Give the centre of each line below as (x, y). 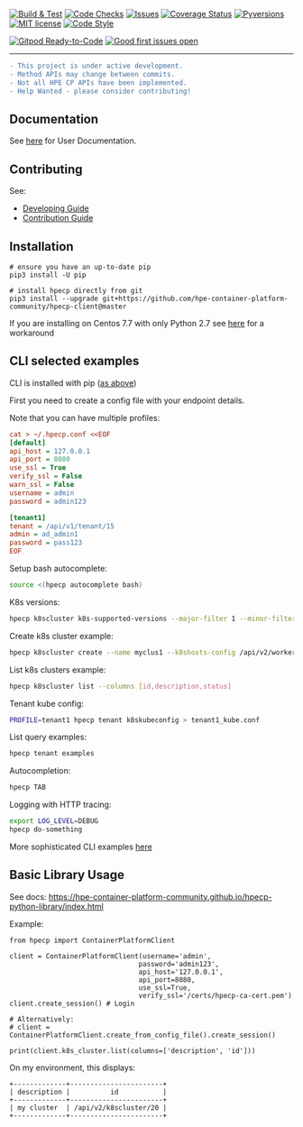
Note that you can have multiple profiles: (85, 417)
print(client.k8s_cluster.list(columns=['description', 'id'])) (133, 1050)
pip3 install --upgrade (54, 298)
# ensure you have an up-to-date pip (80, 267)
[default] (28, 443)
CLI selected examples (74, 361)
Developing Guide (55, 208)
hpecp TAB (28, 788)
